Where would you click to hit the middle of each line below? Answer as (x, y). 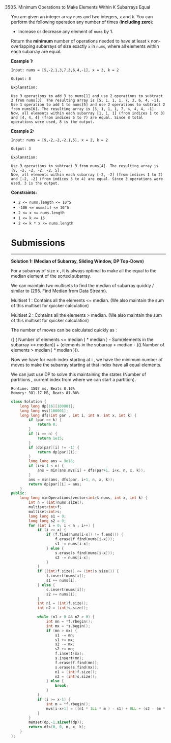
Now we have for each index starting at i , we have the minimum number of (87, 359)
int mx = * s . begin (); (68, 626)
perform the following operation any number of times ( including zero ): (82, 22)
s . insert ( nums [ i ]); (66, 590)
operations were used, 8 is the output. (53, 122)
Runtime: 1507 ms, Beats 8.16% (43, 389)
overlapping (23, 46)
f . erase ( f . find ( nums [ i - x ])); (85, 539)
